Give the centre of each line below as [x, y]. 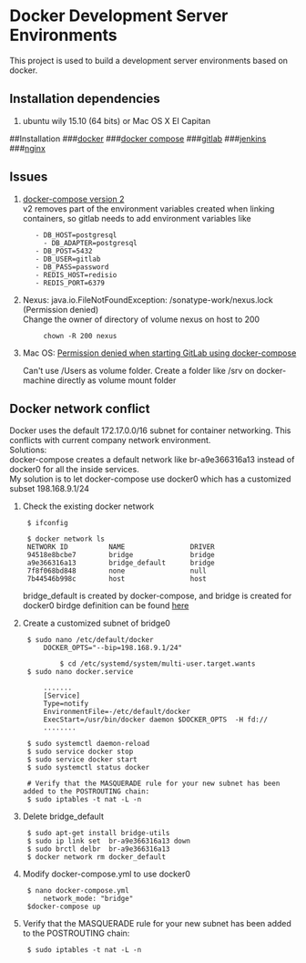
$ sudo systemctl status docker [88, 768]
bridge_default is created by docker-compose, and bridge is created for [157, 596]
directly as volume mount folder [117, 380]
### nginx [27, 148]
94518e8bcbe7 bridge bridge [121, 555]
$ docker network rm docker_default [97, 857]
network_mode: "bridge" [88, 899]
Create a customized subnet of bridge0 [97, 623]
